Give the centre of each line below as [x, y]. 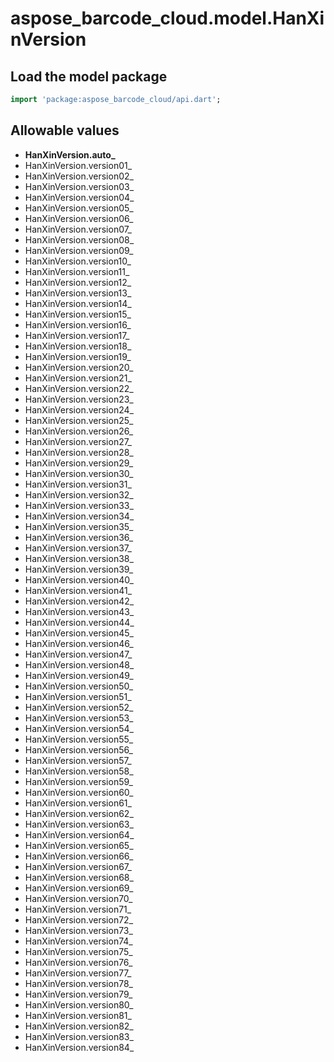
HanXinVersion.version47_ [78, 654]
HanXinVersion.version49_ [79, 675]
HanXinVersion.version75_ [78, 951]
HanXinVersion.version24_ [79, 409]
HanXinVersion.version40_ [79, 579]
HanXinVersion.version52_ [79, 707]
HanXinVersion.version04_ [79, 197]
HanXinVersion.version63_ [79, 824]
